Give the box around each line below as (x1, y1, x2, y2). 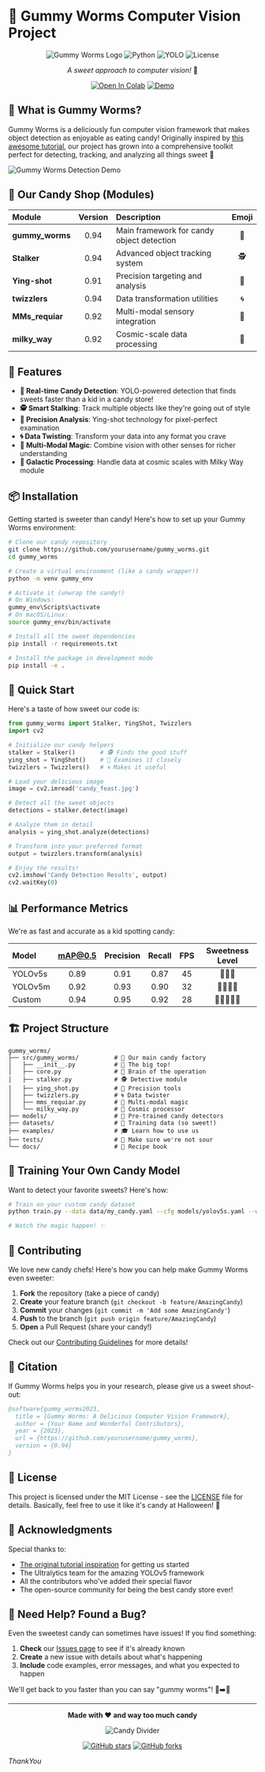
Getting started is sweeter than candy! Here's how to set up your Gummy (8, 515, 246, 524)
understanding (19, 449, 68, 458)
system (115, 257, 144, 268)
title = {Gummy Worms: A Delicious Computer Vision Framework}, (15, 1412, 231, 1420)
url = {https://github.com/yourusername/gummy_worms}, (15, 1435, 200, 1442)
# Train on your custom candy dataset (8, 1201, 136, 1208)
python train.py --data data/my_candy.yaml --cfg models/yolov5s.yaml (8, 1208, 245, 1216)
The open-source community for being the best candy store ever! (19, 1585, 233, 1594)
